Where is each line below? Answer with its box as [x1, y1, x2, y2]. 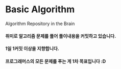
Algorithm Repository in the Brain [5, 20, 75, 27]
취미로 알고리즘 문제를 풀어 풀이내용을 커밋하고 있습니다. [5, 33, 116, 39]
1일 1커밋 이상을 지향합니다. [5, 45, 60, 52]
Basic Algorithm [5, 4, 75, 15]
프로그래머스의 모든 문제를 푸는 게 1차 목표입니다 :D [5, 58, 106, 64]
